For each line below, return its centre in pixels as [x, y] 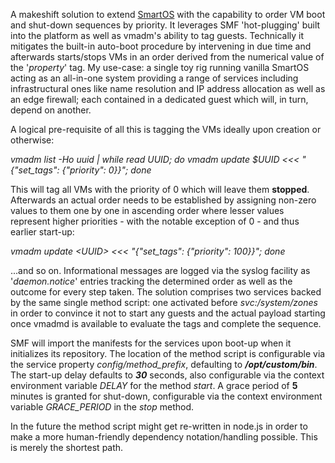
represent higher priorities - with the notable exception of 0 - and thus [155, 221]
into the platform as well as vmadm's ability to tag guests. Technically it [157, 35]
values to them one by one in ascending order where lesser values [147, 210]
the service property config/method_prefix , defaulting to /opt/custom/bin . [164, 364]
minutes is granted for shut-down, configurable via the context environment [166, 396]
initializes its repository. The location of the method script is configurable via [168, 353]
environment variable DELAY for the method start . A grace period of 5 [154, 385]
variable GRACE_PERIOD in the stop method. [102, 407]
